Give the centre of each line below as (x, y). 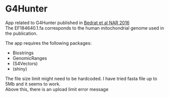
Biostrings (23, 53)
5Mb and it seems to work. (33, 84)
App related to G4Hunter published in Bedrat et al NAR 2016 (67, 23)
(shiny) (20, 69)
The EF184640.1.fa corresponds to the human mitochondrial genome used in (85, 28)
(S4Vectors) (25, 63)
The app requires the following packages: (48, 43)
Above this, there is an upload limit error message (57, 89)
